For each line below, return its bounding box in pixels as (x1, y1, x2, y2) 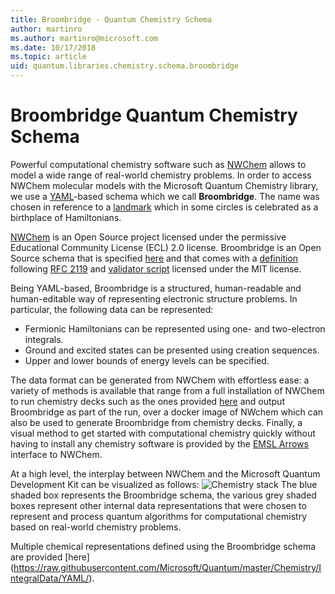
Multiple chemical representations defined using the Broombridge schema (10, 540, 317, 552)
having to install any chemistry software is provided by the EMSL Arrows (10, 437, 309, 450)
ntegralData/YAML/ (10, 572, 90, 584)
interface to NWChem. (10, 448, 103, 460)
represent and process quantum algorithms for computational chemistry (10, 510, 307, 522)
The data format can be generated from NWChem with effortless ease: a (10, 374, 310, 386)
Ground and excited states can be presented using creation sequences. (24, 344, 320, 356)
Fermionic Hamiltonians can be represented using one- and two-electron (24, 322, 326, 335)
